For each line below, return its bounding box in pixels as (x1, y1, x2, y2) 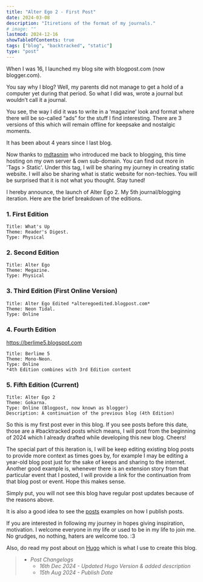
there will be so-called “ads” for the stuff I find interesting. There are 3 (6, 114, 182, 121)
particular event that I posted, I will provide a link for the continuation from (6, 472, 191, 479)
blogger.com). (6, 71, 41, 79)
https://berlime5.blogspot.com (6, 339, 82, 346)
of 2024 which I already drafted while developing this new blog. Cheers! (6, 434, 187, 441)
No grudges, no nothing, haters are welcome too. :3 (6, 532, 135, 540)
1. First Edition (6, 210, 48, 218)
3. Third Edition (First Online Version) (6, 286, 118, 295)
